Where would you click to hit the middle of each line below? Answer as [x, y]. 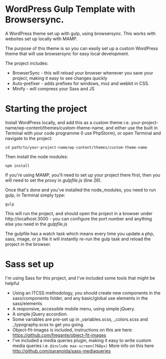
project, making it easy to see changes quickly [60, 78]
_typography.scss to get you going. [48, 324]
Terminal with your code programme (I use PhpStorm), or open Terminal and [83, 133]
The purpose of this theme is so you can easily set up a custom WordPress [82, 48]
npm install [17, 166]
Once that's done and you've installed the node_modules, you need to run [81, 190]
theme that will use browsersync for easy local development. [67, 54]
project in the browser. [28, 244]
